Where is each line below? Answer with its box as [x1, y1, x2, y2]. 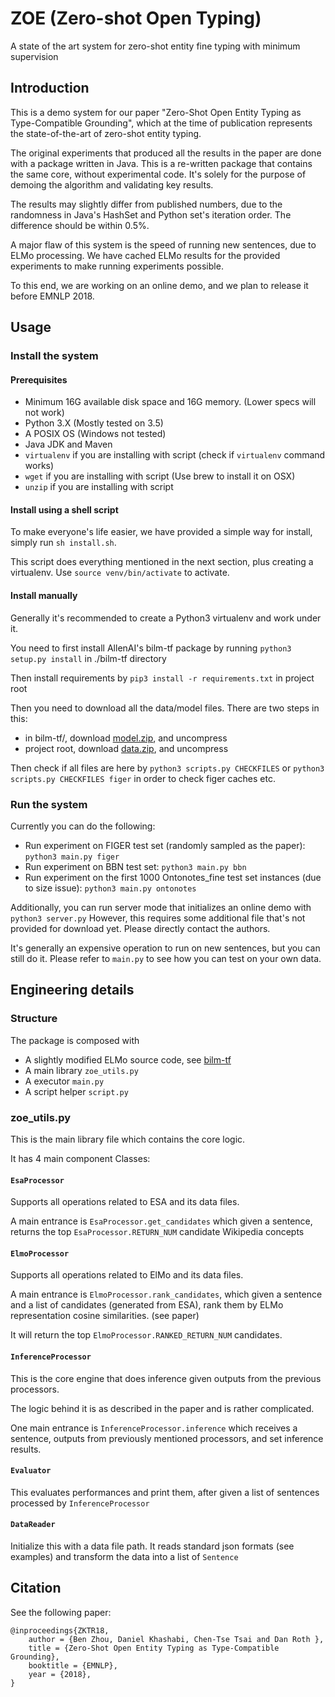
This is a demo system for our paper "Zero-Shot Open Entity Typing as [10, 106, 302, 118]
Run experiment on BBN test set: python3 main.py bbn [24, 860, 247, 872]
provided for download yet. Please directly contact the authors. [10, 922, 271, 934]
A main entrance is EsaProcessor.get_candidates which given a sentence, [10, 1215, 313, 1227]
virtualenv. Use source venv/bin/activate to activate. [10, 567, 230, 579]
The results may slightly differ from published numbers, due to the [10, 198, 283, 210]
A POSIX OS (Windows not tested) [24, 428, 167, 440]
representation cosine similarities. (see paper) [10, 1310, 200, 1322]
